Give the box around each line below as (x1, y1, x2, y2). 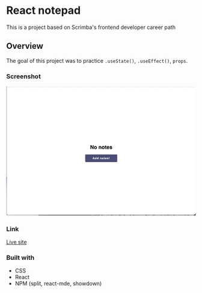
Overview (6, 41, 44, 51)
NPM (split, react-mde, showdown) (14, 280, 102, 287)
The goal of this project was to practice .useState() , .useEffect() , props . (6, 57, 188, 64)
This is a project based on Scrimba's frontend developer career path (6, 24, 176, 31)
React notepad (6, 4, 81, 17)
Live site (6, 238, 27, 245)
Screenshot (6, 72, 41, 80)
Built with (6, 253, 35, 262)
